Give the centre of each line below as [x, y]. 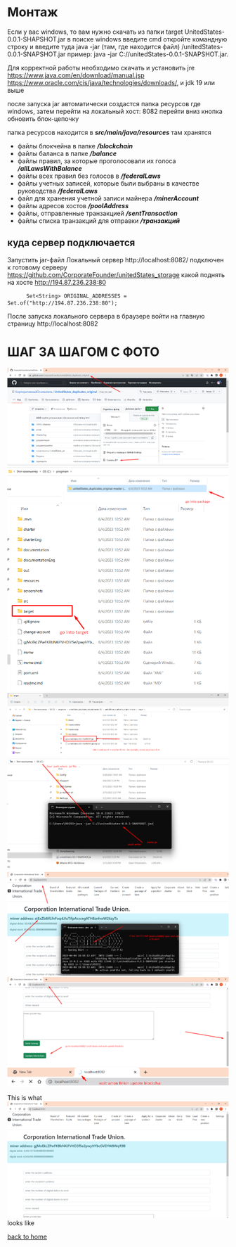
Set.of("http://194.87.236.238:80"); [63, 303]
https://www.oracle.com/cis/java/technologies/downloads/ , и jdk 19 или [111, 82]
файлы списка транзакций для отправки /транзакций [99, 220]
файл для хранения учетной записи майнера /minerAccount [108, 198]
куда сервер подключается [71, 243]
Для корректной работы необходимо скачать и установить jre [101, 68]
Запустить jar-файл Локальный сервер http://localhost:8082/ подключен [116, 260]
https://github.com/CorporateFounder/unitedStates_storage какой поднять [116, 274]
